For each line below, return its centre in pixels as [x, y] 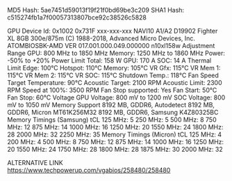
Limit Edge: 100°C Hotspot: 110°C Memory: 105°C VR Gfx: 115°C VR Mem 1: [114, 68]
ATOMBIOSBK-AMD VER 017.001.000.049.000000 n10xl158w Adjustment [111, 46]
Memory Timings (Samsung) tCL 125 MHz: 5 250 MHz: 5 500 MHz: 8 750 [112, 120]
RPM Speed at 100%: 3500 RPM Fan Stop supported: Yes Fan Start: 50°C [112, 90]
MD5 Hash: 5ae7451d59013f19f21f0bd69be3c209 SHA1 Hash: [96, 10]
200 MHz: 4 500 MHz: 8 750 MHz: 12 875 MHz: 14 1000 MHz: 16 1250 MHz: [116, 142]
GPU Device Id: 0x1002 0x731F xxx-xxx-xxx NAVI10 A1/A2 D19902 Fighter [113, 31]
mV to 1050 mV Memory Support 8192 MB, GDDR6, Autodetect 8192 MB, [111, 105]
